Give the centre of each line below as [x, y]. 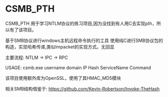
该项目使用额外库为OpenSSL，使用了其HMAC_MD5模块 [63, 78]
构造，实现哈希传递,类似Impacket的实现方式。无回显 [60, 46]
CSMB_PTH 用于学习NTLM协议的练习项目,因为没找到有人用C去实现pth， [81, 23]
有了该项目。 [23, 30]
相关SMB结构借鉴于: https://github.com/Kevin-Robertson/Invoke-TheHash [82, 88]
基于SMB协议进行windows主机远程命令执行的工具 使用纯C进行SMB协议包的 [84, 40]
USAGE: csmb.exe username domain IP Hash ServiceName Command [78, 67]
